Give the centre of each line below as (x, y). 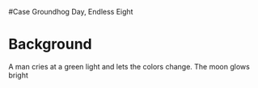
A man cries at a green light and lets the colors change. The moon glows (129, 66)
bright (18, 75)
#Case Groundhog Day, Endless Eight (71, 12)
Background (50, 44)
